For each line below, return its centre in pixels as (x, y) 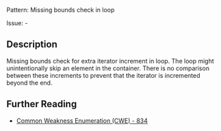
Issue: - (17, 23)
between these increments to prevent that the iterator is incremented (103, 75)
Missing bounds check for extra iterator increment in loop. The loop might (110, 61)
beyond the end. (29, 83)
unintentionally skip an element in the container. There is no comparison (108, 68)
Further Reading (42, 104)
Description (32, 45)
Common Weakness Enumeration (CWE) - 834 (82, 120)
